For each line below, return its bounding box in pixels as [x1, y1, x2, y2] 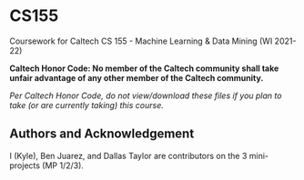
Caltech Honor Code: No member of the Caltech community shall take [9, 63, 279, 74]
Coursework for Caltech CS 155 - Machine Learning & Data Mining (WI [9, 35, 273, 46]
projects [9, 160, 41, 171]
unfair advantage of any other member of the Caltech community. [9, 72, 264, 83]
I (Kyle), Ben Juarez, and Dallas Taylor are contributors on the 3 [9, 150, 248, 161]
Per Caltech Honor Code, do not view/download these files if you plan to [9, 90, 282, 101]
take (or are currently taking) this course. [9, 99, 164, 110]
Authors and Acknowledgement [9, 126, 195, 142]
